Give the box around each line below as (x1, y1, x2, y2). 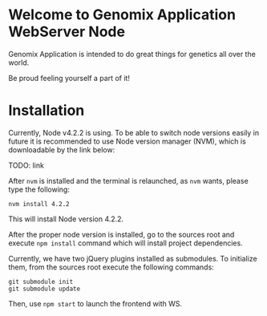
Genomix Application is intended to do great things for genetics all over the (8, 49, 257, 59)
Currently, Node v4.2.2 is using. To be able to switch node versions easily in (8, 128, 260, 137)
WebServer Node (8, 22, 126, 41)
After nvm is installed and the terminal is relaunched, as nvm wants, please (8, 176, 249, 185)
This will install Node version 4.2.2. (8, 214, 124, 224)
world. (8, 58, 30, 67)
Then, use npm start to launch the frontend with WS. (8, 298, 183, 308)
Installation (8, 102, 85, 120)
